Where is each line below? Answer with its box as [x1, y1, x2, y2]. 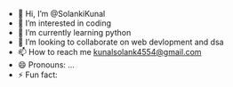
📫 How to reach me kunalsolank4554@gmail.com [17, 47, 202, 57]
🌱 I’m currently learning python [17, 28, 132, 37]
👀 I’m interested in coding [17, 18, 112, 28]
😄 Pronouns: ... [17, 59, 76, 70]
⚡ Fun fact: [17, 69, 58, 80]
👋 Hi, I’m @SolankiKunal [17, 9, 106, 19]
